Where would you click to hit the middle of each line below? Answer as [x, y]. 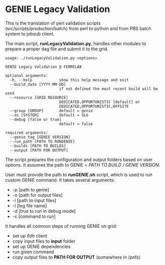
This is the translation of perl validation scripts [53, 23]
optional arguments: [27, 76]
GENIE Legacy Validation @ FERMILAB [43, 67]
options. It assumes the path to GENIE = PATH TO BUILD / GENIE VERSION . [83, 165]
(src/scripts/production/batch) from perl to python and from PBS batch [78, 28]
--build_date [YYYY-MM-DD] [38, 84]
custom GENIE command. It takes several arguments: [60, 180]
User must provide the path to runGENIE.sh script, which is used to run [79, 175]
